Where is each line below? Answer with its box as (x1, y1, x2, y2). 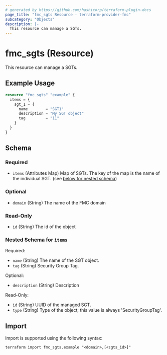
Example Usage (5, 79, 55, 88)
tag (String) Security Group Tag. (12, 263, 79, 269)
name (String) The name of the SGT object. (12, 257, 99, 263)
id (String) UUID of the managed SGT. (12, 302, 91, 308)
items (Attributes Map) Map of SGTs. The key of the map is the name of (12, 170, 160, 176)
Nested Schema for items (5, 236, 68, 243)
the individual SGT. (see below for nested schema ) (12, 176, 117, 182)
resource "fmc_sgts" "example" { (5, 92, 75, 97)
